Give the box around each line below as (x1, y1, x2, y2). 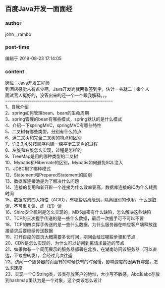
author (5, 20, 22, 27)
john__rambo (5, 31, 31, 37)
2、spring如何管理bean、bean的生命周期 (5, 110, 89, 116)
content (5, 68, 25, 75)
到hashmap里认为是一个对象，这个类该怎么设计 (5, 277, 103, 284)
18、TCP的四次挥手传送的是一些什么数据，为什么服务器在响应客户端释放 (5, 222, 153, 228)
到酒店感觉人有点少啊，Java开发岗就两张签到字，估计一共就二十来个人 (5, 86, 150, 92)
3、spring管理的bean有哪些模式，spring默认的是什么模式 (5, 116, 122, 122)
